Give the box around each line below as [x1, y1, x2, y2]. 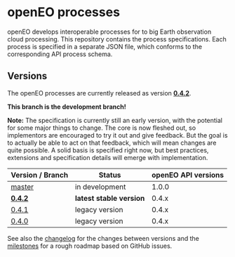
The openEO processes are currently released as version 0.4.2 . [7, 88, 192, 97]
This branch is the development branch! [7, 103, 126, 111]
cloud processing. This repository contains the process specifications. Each [7, 34, 227, 43]
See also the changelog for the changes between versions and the [7, 234, 200, 242]
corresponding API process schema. [7, 50, 113, 58]
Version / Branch [11, 170, 69, 180]
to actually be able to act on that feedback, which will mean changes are [7, 138, 217, 147]
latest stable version [74, 193, 145, 203]
